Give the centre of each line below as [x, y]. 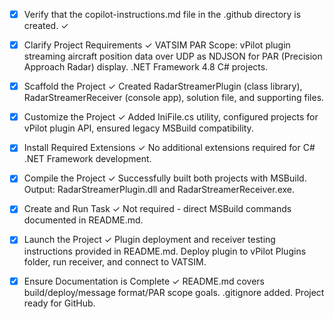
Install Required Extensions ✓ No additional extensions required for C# [169, 148]
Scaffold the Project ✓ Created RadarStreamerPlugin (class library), [163, 86]
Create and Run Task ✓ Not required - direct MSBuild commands [157, 209]
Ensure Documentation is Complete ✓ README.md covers [144, 281]
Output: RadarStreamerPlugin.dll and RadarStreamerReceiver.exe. [159, 190]
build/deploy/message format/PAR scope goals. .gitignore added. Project [174, 292]
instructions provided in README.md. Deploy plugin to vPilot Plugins [165, 251]
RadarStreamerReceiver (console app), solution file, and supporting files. [174, 98]
